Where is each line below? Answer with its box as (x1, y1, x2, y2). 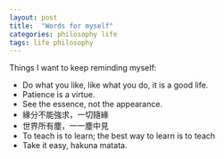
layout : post (9, 13, 58, 22)
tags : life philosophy (9, 38, 94, 47)
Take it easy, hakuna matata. (21, 140, 128, 151)
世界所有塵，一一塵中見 (21, 121, 109, 131)
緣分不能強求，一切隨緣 (21, 109, 109, 121)
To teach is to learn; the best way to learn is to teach (21, 130, 216, 141)
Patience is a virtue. (21, 89, 95, 100)
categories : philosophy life (9, 29, 118, 38)
